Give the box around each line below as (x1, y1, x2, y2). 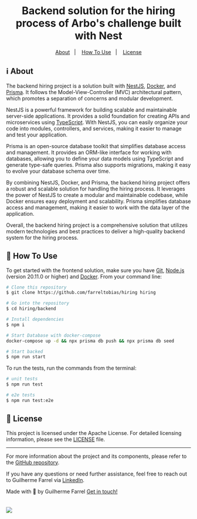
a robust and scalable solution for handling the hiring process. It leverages (6, 185, 186, 192)
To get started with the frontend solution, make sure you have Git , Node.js (6, 266, 185, 274)
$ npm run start (6, 354, 46, 360)
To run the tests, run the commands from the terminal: (6, 364, 137, 371)
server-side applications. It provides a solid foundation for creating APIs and (6, 112, 191, 119)
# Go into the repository (6, 300, 69, 306)
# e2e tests (6, 392, 35, 398)
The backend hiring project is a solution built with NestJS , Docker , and (6, 82, 176, 89)
